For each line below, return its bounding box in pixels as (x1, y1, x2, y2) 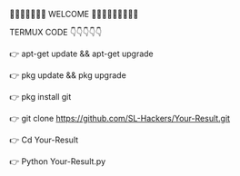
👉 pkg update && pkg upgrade (9, 70, 127, 81)
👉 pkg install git (9, 92, 72, 102)
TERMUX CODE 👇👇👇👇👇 (9, 27, 103, 37)
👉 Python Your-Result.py (9, 156, 106, 167)
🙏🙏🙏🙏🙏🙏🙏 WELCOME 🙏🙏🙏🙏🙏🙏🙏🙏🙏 (9, 9, 139, 19)
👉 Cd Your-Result (9, 134, 79, 145)
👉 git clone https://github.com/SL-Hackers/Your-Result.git (9, 113, 230, 123)
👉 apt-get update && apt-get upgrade (9, 48, 155, 59)
